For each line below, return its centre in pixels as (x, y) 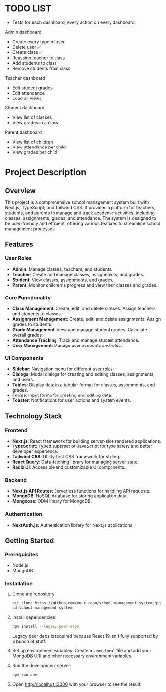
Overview (21, 190)
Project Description (46, 173)
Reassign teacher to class (39, 58)
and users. (23, 380)
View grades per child (35, 152)
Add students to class (34, 63)
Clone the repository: (34, 594)
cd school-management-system (42, 608)
